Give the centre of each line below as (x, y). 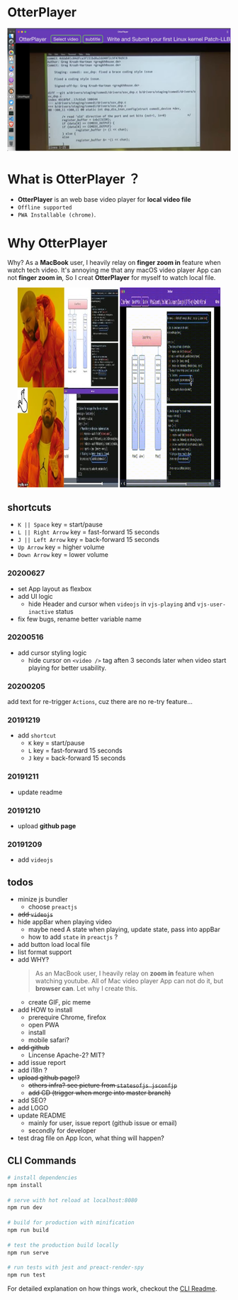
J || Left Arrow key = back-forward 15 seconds (88, 540)
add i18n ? (32, 1071)
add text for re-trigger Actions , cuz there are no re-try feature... (100, 702)
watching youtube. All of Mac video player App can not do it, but (129, 981)
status (64, 611)
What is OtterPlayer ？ (74, 179)
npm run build (28, 1230)
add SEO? (32, 1100)
